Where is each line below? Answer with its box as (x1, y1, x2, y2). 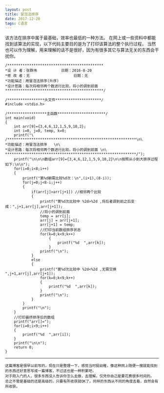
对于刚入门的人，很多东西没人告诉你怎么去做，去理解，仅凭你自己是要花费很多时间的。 (5, 374, 154, 379)
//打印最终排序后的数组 (14, 315, 55, 320)
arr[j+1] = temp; (40, 222, 76, 228)
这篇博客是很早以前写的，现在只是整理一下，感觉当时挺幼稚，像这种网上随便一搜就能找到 (5, 363, 158, 369)
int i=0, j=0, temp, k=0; (14, 128, 67, 134)
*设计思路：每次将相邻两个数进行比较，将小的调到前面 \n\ (5, 147, 107, 152)
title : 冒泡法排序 (5, 12, 39, 17)
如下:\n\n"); (5, 162, 30, 167)
